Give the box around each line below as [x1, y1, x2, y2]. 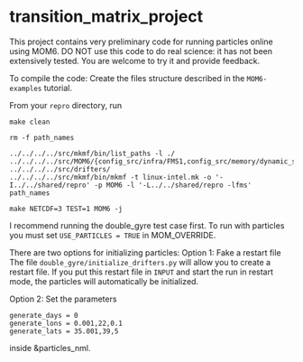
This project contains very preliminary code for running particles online [9, 36, 273, 47]
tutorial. [43, 82, 72, 93]
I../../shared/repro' [9, 181, 91, 190]
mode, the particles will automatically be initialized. [9, 275, 199, 286]
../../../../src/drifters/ [9, 164, 111, 173]
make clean [9, 117, 50, 126]
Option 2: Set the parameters [9, 293, 117, 304]
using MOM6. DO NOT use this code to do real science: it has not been [9, 45, 273, 56]
